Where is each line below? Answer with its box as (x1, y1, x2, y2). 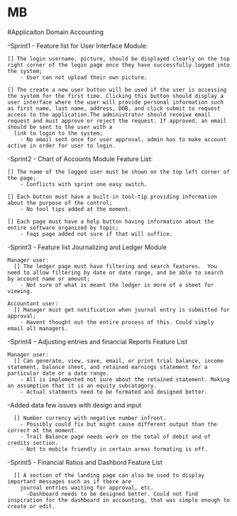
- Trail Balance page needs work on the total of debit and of (20, 433, 211, 440)
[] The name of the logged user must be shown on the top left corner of (7, 168, 231, 175)
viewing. (7, 287, 33, 295)
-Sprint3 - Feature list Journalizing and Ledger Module (7, 243, 167, 251)
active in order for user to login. (7, 142, 116, 149)
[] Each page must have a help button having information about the (7, 218, 214, 225)
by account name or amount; (7, 275, 91, 282)
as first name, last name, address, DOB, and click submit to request (7, 104, 221, 112)
